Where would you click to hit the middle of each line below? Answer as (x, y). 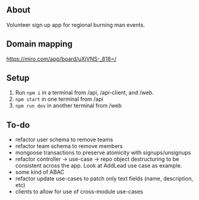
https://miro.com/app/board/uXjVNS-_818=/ (61, 59)
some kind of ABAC (40, 172)
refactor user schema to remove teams (64, 139)
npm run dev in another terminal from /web (68, 106)
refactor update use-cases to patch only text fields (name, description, (104, 179)
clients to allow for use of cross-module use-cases (79, 191)
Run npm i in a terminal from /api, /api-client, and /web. (85, 93)
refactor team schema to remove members (69, 146)
